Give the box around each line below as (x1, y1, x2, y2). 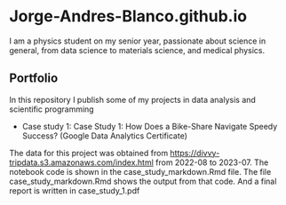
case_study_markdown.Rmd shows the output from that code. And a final (9, 176, 277, 186)
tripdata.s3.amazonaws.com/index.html (9, 157, 154, 168)
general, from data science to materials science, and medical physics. (9, 44, 265, 55)
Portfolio (9, 71, 59, 86)
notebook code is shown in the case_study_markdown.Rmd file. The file (9, 166, 272, 177)
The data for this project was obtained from (9, 147, 169, 158)
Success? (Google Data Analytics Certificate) (21, 130, 188, 141)
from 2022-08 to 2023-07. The (155, 157, 269, 168)
